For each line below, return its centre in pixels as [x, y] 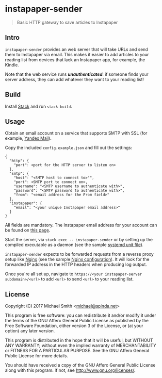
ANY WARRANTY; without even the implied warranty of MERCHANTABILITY [81, 345]
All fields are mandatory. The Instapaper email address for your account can [81, 225]
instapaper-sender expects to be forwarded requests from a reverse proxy [79, 254]
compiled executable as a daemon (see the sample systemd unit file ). [74, 245]
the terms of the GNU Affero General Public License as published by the [77, 321]
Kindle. [12, 65]
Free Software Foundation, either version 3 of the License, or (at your [74, 326]
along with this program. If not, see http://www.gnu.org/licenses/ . [70, 370]
